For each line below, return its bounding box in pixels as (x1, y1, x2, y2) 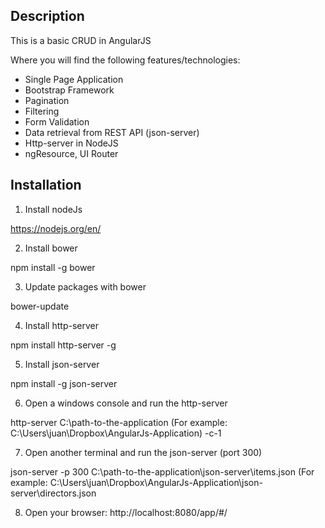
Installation (10, 177, 82, 194)
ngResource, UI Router (24, 147, 119, 159)
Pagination (24, 94, 70, 106)
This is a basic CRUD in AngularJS (10, 34, 152, 46)
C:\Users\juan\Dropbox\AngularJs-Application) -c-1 (10, 427, 222, 439)
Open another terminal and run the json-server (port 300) (24, 446, 263, 458)
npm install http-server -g (10, 339, 117, 351)
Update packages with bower (24, 280, 147, 293)
